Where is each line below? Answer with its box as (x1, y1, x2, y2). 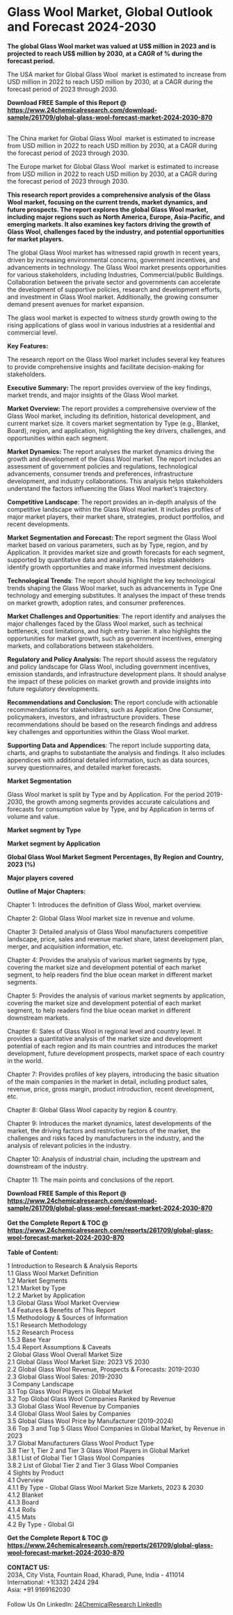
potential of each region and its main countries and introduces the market (7, 1041, 218, 1050)
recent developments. (7, 519, 70, 528)
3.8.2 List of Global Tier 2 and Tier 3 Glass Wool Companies (7, 1461, 179, 1469)
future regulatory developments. (7, 684, 100, 692)
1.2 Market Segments (7, 1276, 68, 1285)
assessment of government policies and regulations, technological (7, 462, 198, 470)
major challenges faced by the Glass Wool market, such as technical (7, 619, 203, 628)
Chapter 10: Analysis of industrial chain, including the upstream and (7, 1155, 201, 1163)
